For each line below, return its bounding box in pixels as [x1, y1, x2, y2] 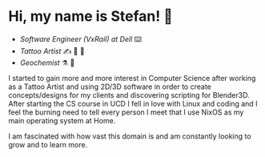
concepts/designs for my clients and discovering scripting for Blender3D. [8, 90, 250, 99]
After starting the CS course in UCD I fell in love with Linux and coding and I [8, 99, 258, 108]
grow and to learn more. [8, 139, 88, 149]
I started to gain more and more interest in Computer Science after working [8, 73, 256, 83]
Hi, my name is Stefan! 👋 [8, 7, 174, 26]
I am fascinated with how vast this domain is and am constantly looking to [8, 131, 251, 141]
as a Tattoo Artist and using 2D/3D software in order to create [8, 82, 212, 91]
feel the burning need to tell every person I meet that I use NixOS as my [8, 107, 244, 117]
